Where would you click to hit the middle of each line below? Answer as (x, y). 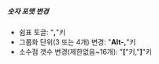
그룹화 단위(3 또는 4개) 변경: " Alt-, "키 (77, 41)
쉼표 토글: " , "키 (42, 32)
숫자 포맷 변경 (28, 11)
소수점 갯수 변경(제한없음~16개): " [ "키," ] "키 (85, 52)
